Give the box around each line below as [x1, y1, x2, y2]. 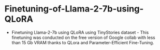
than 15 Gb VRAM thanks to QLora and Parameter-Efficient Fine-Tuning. [11, 39, 154, 45]
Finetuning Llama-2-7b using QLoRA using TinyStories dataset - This [11, 29, 149, 35]
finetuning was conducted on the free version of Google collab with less [11, 35, 156, 40]
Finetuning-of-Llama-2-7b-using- [4, 3, 144, 14]
